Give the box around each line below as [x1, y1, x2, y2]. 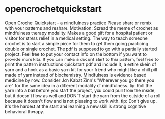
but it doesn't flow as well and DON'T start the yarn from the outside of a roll [5, 92, 161, 99]
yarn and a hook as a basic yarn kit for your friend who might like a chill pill [5, 66, 157, 72]
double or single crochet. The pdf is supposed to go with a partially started [5, 46, 157, 52]
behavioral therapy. [5, 108, 44, 114]
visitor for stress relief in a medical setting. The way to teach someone [5, 35, 148, 41]
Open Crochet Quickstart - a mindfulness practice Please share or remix [5, 20, 152, 26]
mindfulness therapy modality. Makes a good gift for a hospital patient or [5, 30, 153, 36]
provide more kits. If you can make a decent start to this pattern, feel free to [5, 56, 159, 62]
